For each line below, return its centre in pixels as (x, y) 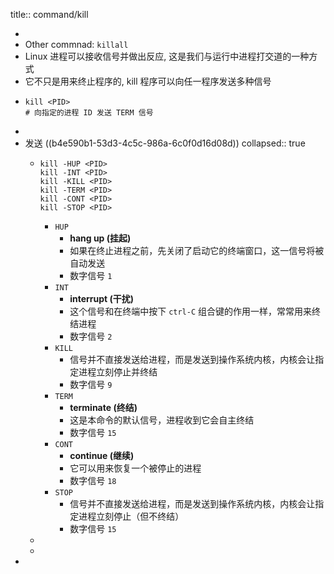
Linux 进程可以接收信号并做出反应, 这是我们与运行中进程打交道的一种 (167, 56)
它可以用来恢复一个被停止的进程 (135, 468)
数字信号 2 (91, 336)
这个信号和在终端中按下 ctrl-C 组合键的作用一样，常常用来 (191, 311)
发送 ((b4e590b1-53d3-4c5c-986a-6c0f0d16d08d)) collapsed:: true (165, 143)
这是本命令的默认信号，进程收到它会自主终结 (162, 420)
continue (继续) (102, 455)
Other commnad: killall (76, 44)
